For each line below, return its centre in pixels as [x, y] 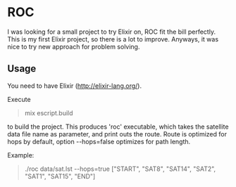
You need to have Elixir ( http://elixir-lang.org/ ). [75, 86]
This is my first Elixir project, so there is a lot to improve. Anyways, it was [113, 39]
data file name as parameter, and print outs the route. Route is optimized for [117, 134]
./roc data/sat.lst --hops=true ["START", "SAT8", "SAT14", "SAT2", [120, 169]
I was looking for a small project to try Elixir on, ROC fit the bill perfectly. [112, 32]
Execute [19, 99]
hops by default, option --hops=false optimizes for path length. [99, 141]
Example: [21, 155]
